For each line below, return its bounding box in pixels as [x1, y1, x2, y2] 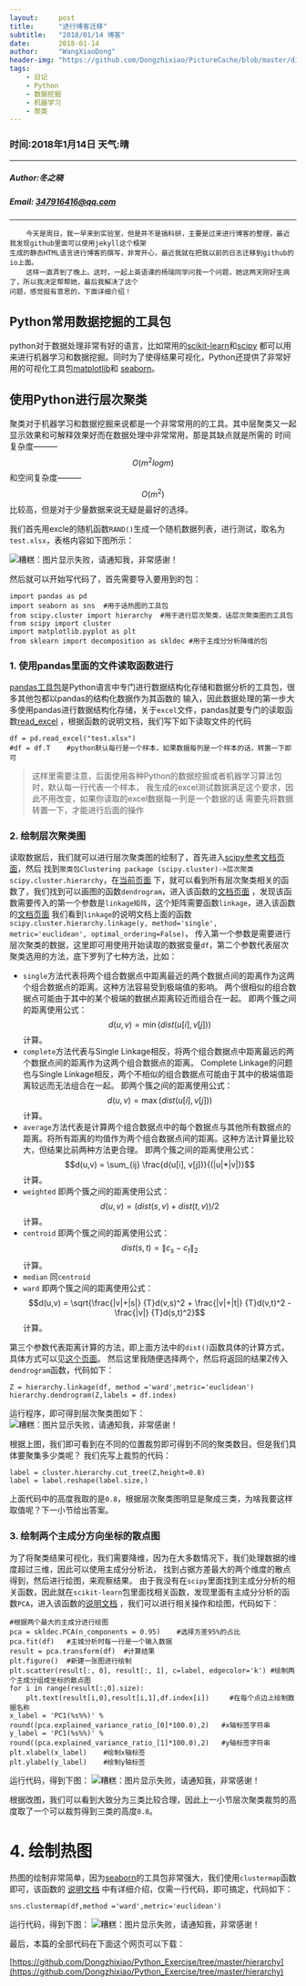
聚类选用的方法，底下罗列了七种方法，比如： [9, 951, 178, 962]
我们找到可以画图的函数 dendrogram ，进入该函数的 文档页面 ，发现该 [33, 886, 284, 897]
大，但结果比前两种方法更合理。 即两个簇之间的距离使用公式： [22, 1145, 257, 1156]
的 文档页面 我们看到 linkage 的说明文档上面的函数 [9, 909, 193, 920]
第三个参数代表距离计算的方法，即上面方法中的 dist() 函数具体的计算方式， [9, 1342, 290, 1353]
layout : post [9, 13, 76, 23]
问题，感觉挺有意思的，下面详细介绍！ [9, 287, 132, 296]
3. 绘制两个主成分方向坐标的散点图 [9, 1530, 161, 1543]
